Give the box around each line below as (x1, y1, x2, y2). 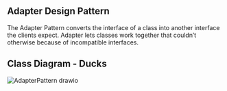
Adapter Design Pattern (7, 5, 110, 17)
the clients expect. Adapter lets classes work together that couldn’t (7, 31, 197, 39)
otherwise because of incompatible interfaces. (7, 38, 139, 47)
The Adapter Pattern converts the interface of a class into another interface (7, 23, 220, 31)
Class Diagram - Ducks (7, 58, 108, 70)
